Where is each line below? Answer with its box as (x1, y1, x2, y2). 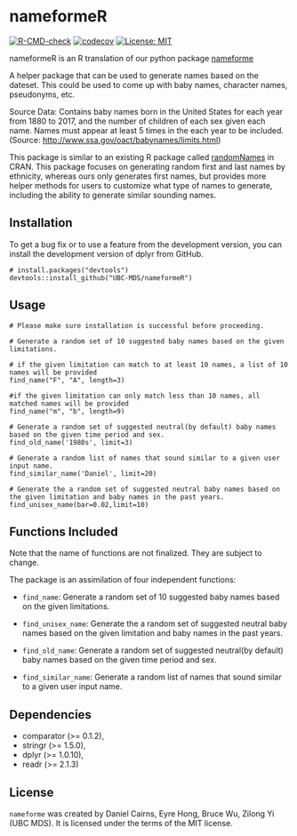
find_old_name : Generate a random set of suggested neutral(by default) (21, 645, 285, 655)
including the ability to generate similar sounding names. (9, 189, 216, 200)
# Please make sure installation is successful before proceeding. (9, 321, 265, 330)
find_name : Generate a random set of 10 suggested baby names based (21, 591, 280, 602)
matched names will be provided (9, 398, 129, 408)
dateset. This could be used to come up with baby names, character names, (9, 79, 288, 90)
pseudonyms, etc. (9, 89, 76, 100)
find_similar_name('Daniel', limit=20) (9, 469, 157, 478)
